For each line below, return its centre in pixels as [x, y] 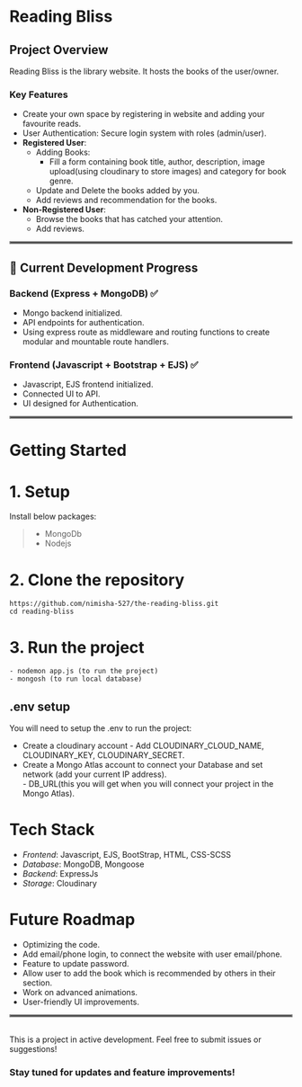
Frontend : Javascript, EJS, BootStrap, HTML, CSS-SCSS [127, 855]
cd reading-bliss [42, 612]
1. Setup [40, 491]
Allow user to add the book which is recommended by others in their [149, 973]
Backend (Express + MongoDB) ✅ [84, 293]
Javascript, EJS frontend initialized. [88, 385]
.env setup [40, 706]
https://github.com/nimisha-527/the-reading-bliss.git [114, 604]
